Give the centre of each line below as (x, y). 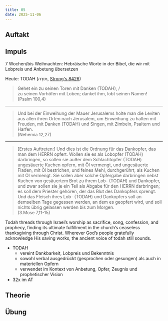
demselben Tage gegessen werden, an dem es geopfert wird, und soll (89, 202)
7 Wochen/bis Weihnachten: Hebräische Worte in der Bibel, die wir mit (77, 63)
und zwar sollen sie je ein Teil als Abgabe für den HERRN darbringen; (88, 186)
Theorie (18, 295)
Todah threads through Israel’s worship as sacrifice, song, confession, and (82, 222)
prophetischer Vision (41, 274)
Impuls (16, 52)
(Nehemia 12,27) (34, 134)
